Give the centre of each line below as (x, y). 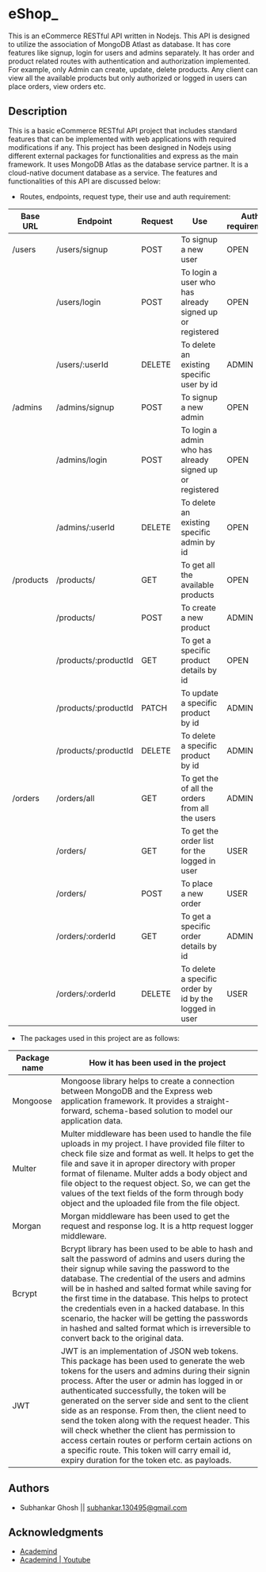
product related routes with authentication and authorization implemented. (129, 61)
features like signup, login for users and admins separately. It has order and (131, 52)
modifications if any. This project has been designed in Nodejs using (120, 147)
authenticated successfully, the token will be (144, 1390)
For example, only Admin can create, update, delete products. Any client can (133, 69)
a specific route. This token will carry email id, (146, 1450)
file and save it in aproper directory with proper (148, 1163)
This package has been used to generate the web (153, 1361)
